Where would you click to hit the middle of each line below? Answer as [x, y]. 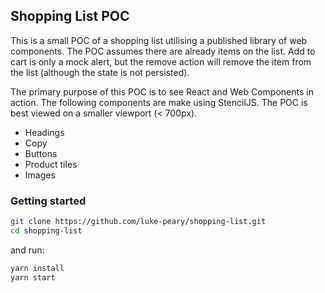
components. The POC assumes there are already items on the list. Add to [163, 51]
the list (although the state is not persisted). [100, 72]
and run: [27, 250]
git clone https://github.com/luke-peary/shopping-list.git [138, 222]
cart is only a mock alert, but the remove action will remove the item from [161, 61]
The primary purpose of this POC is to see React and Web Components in [162, 91]
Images [40, 175]
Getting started [48, 201]
